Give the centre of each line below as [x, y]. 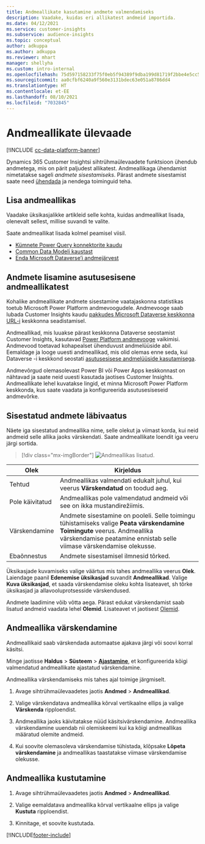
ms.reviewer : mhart [31, 57]
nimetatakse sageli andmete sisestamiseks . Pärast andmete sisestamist [96, 175]
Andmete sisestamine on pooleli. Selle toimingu [128, 515]
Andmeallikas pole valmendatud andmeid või [124, 498]
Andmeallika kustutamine [56, 778]
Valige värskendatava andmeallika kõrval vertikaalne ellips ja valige [99, 703]
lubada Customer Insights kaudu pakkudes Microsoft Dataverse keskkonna [101, 314]
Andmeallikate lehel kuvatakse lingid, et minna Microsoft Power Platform [97, 384]
